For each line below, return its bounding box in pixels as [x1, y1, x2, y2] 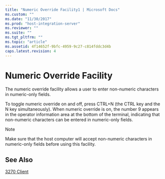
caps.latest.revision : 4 [5, 48, 56, 53]
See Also [5, 155, 33, 164]
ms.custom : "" [5, 12, 34, 17]
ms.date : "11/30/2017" [5, 16, 52, 21]
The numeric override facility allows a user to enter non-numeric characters [5, 86, 159, 92]
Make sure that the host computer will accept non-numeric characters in [5, 136, 152, 142]
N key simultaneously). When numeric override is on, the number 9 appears [5, 106, 159, 112]
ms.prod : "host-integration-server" [5, 21, 80, 26]
